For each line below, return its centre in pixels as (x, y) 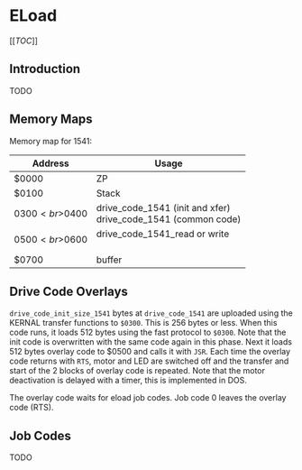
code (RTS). (32, 408)
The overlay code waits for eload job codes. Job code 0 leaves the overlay (148, 398)
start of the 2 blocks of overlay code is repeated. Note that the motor (137, 371)
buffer (109, 260)
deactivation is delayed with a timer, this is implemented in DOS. (128, 381)
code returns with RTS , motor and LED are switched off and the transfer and (149, 361)
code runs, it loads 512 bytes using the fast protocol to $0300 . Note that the (148, 332)
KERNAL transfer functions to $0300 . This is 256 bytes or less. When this (143, 323)
